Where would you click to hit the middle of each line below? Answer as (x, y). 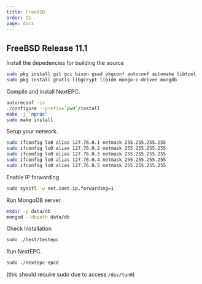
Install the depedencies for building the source (65, 63)
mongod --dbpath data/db (38, 217)
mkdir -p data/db (29, 211)
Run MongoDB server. (34, 200)
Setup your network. (32, 132)
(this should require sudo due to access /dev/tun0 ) (71, 275)
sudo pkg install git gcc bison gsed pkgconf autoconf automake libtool (101, 74)
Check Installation (29, 229)
